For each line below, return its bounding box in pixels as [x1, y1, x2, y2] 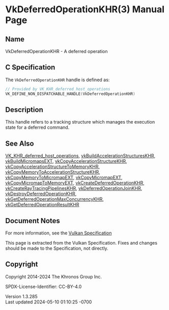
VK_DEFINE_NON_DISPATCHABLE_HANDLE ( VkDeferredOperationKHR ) [5, 91, 136, 97]
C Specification [5, 63, 55, 72]
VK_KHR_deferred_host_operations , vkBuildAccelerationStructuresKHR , [5, 153, 156, 159]
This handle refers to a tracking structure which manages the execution [5, 119, 155, 125]
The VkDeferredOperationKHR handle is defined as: [5, 77, 110, 83]
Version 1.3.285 [5, 293, 38, 299]
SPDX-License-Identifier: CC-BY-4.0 [5, 283, 82, 290]
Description [5, 105, 43, 114]
